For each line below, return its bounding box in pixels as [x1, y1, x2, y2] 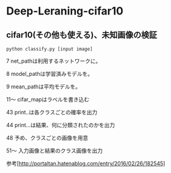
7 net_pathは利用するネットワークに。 [6, 57, 101, 64]
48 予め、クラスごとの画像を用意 [6, 134, 89, 141]
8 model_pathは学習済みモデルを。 [6, 71, 93, 77]
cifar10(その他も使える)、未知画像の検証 [6, 30, 158, 40]
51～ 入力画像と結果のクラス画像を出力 [6, 147, 103, 154]
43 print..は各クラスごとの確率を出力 [6, 109, 98, 116]
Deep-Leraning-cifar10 [6, 4, 123, 18]
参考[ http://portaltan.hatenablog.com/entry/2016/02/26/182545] [6, 160, 166, 167]
